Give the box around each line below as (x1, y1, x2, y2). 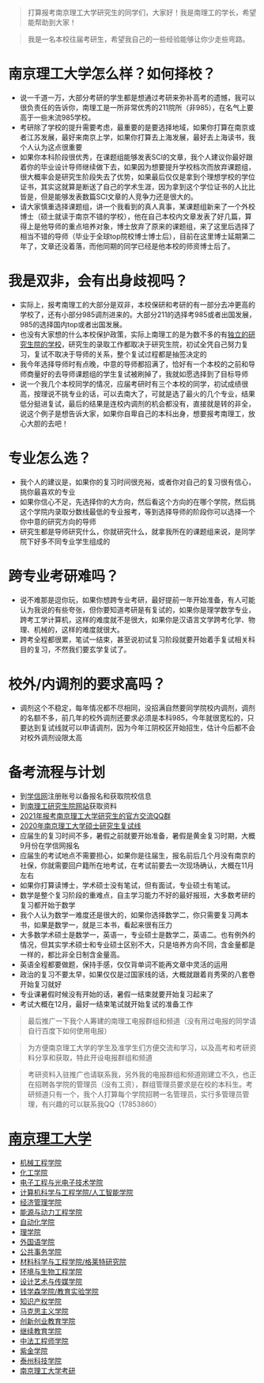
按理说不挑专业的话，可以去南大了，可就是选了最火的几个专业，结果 (33, 388, 255, 399)
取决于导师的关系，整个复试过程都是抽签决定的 (54, 349, 207, 359)
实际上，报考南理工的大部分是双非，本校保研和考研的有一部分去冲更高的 (19, 300, 255, 309)
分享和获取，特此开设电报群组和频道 (34, 1053, 153, 1062)
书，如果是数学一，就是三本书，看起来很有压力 (19, 919, 172, 930)
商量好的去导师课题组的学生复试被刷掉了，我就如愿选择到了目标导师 (26, 369, 249, 379)
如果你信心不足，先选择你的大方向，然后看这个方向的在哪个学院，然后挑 (19, 497, 255, 506)
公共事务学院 (19, 1247, 62, 1256)
